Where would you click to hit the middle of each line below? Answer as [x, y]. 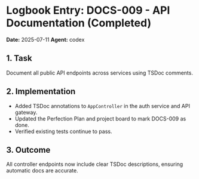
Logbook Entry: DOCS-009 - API [88, 10]
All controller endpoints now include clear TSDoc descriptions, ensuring [95, 164]
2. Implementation [41, 92]
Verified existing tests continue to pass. [63, 131]
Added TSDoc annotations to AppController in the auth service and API [102, 106]
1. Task [19, 58]
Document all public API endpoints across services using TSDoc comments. [99, 73]
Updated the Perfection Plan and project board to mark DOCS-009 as [100, 118]
